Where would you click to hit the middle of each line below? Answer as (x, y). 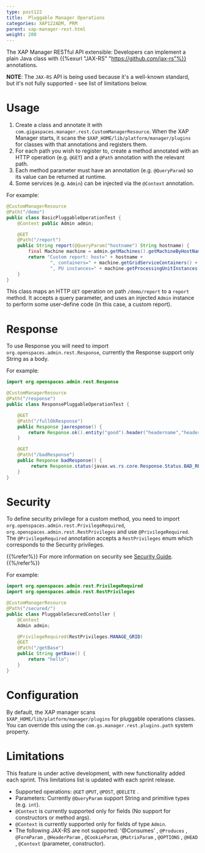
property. (18, 731)
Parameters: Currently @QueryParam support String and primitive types (102, 798)
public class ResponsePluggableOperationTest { (68, 404)
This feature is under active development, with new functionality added (96, 773)
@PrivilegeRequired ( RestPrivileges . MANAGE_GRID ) (80, 637)
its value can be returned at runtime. (61, 177)
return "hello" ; (49, 659)
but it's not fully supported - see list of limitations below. (77, 84)
